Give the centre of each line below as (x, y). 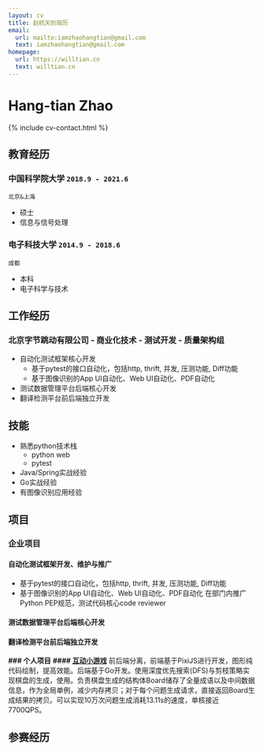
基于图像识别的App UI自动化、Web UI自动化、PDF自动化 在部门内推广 (133, 593)
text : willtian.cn (46, 67)
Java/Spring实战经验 (53, 473)
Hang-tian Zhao (61, 105)
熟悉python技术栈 (48, 446)
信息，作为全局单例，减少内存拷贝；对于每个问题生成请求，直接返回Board (128, 690)
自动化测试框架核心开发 (57, 359)
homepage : (24, 52)
